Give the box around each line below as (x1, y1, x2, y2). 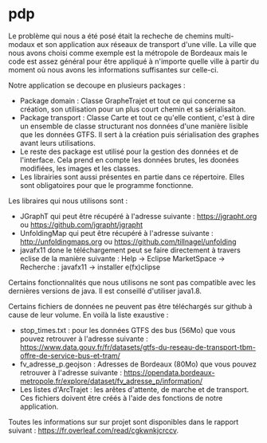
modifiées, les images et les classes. (19, 163, 141, 173)
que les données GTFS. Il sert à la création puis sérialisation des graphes (19, 129, 260, 139)
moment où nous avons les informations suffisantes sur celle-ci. (8, 65, 219, 74)
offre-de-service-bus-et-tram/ (19, 351, 121, 360)
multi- (214, 31, 234, 41)
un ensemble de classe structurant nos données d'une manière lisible (19, 121, 249, 131)
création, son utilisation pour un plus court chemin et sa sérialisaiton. (19, 104, 246, 114)
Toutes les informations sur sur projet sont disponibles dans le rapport (8, 417, 239, 426)
